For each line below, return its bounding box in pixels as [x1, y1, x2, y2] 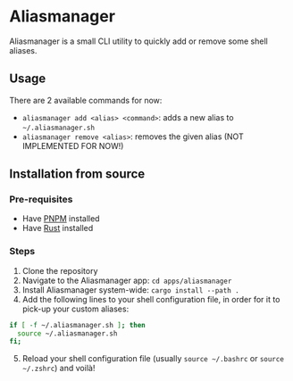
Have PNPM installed [21, 213, 100, 224]
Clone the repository [21, 265, 98, 276]
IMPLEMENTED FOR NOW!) [21, 140, 124, 151]
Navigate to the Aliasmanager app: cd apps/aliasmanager [21, 275, 232, 286]
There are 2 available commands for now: [9, 95, 163, 105]
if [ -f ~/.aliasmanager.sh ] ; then [9, 320, 146, 329]
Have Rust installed [21, 223, 94, 234]
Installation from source [9, 167, 146, 182]
